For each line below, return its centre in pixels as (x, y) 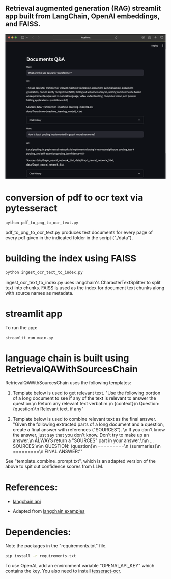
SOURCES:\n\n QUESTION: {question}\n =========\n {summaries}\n (87, 446)
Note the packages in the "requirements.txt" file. (56, 546)
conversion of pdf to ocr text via (74, 198)
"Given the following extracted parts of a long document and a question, (88, 424)
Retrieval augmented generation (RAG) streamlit (83, 8)
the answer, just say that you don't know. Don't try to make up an (81, 435)
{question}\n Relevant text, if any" (48, 409)
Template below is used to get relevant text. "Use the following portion (87, 393)
